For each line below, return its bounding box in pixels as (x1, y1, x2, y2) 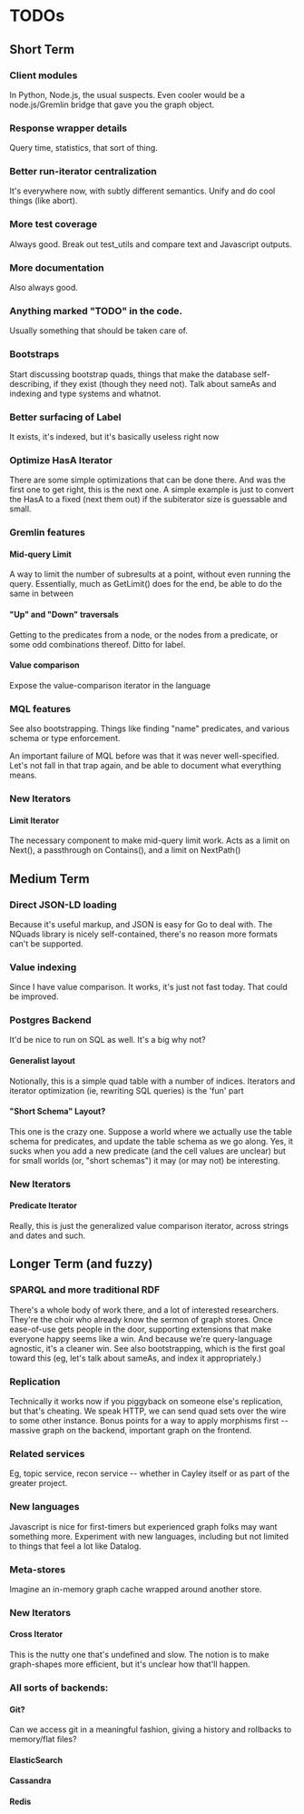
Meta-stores (9, 1563, 66, 1576)
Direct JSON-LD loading (9, 898, 118, 911)
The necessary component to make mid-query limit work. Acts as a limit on (9, 835, 290, 846)
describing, (9, 378, 52, 389)
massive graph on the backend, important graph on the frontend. (9, 1425, 252, 1435)
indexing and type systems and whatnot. (9, 388, 162, 399)
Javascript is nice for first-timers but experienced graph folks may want (9, 1521, 278, 1531)
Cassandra (9, 1775, 52, 1786)
